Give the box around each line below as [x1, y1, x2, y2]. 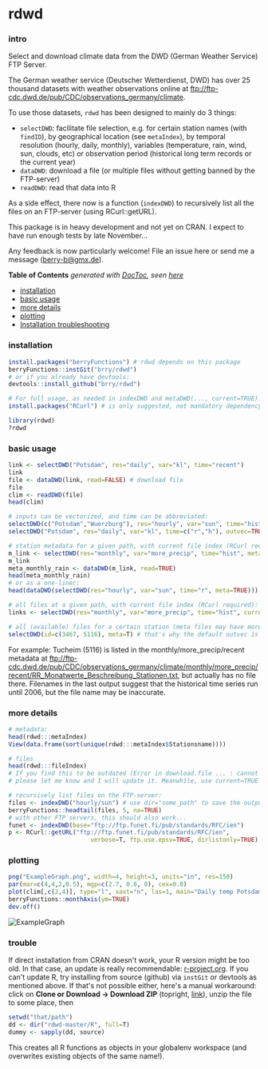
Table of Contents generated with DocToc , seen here [8, 270, 183, 280]
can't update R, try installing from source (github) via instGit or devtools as [8, 972, 258, 982]
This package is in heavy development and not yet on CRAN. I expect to [8, 222, 245, 232]
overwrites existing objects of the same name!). [8, 1051, 165, 1060]
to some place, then [8, 998, 74, 1007]
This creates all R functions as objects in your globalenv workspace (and [8, 1043, 247, 1052]
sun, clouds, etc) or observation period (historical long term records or [19, 149, 252, 158]
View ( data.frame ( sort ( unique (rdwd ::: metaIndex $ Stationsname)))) [8, 740, 227, 748]
